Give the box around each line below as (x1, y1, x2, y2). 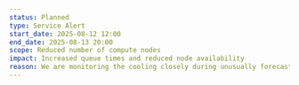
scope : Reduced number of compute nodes (9, 46, 162, 55)
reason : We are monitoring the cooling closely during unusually (9, 63, 256, 72)
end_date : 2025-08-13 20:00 (9, 37, 114, 47)
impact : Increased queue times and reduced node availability (9, 54, 245, 63)
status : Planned (9, 12, 69, 22)
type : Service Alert (9, 21, 86, 30)
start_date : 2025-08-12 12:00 (9, 29, 122, 38)
